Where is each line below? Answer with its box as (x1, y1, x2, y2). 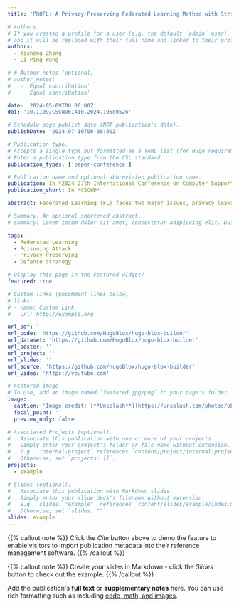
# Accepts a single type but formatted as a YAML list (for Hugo (7, 147, 205, 154)
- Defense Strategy (14, 258, 72, 265)
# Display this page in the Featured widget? (7, 271, 144, 278)
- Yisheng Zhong (14, 50, 62, 57)
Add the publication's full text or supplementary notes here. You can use (7, 584, 224, 592)
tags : (7, 232, 23, 239)
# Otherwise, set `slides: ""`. (7, 507, 110, 514)
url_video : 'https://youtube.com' (7, 369, 110, 377)
